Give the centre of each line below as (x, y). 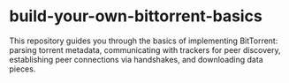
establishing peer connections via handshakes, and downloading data (136, 59)
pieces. (23, 69)
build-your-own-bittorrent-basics (136, 16)
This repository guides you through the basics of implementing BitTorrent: (144, 41)
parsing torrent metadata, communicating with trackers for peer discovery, (145, 49)
